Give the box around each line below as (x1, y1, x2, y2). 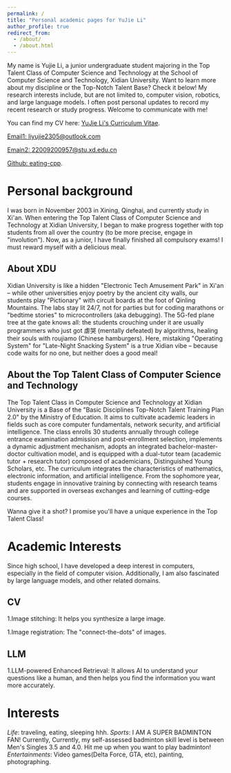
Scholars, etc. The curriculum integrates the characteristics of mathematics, (7, 464, 223, 473)
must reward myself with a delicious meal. (7, 243, 127, 251)
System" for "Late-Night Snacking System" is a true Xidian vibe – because (7, 341, 219, 349)
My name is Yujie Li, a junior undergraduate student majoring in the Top (7, 62, 210, 69)
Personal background (7, 183, 133, 199)
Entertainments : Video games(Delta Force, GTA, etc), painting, (7, 750, 184, 758)
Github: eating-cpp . (7, 159, 63, 167)
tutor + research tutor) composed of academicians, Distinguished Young (7, 457, 213, 465)
